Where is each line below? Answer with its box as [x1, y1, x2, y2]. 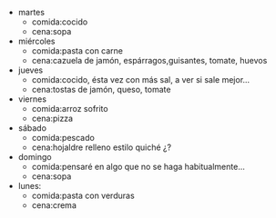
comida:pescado [31, 133, 96, 143]
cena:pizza [31, 113, 74, 124]
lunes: [17, 181, 42, 191]
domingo [17, 152, 52, 162]
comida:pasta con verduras [31, 190, 135, 201]
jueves [17, 64, 44, 75]
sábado [17, 123, 47, 134]
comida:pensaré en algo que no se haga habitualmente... [31, 162, 246, 172]
